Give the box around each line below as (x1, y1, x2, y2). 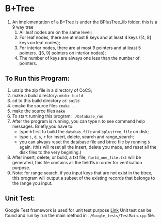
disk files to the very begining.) (19, 149, 81, 155)
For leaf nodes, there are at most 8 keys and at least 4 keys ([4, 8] (19, 34, 151, 40)
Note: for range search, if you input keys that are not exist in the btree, (12, 170, 153, 175)
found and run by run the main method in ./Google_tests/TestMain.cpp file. (5, 212, 155, 218)
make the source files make (12, 108, 65, 114)
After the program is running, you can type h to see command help (12, 118, 146, 124)
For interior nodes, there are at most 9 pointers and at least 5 (19, 45, 141, 51)
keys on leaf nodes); (19, 39, 61, 45)
